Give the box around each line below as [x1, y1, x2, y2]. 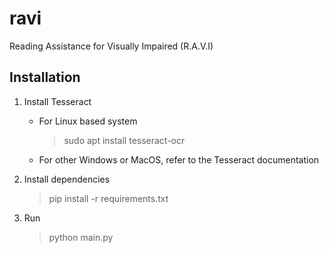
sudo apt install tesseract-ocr [63, 134, 186, 146]
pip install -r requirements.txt [48, 192, 169, 204]
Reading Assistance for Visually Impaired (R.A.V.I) [9, 40, 214, 52]
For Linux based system [38, 115, 138, 127]
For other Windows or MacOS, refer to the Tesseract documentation [38, 153, 320, 166]
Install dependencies [23, 173, 111, 185]
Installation [9, 69, 81, 86]
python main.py [48, 231, 114, 243]
